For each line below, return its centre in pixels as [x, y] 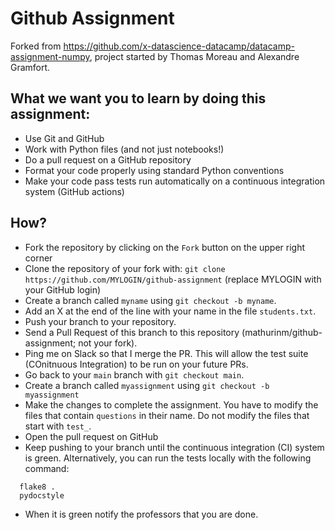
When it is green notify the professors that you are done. [141, 514]
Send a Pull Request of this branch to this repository [132, 332]
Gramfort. [30, 67]
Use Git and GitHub [64, 138]
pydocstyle [42, 495]
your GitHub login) [63, 289]
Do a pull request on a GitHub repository [108, 159]
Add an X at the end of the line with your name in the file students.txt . [170, 311]
